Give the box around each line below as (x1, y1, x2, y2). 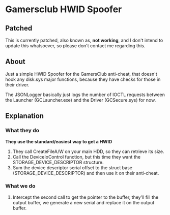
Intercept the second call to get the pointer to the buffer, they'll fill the (12, 194, 159, 200)
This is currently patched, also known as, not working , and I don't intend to (5, 37, 163, 43)
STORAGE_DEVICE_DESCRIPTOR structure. (12, 159, 104, 165)
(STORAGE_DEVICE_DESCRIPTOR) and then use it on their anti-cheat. (12, 170, 159, 176)
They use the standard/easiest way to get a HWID (5, 138, 112, 144)
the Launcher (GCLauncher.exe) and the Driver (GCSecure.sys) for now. (5, 97, 156, 103)
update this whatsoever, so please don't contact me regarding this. (5, 43, 146, 49)
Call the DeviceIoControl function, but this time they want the (12, 153, 141, 160)
